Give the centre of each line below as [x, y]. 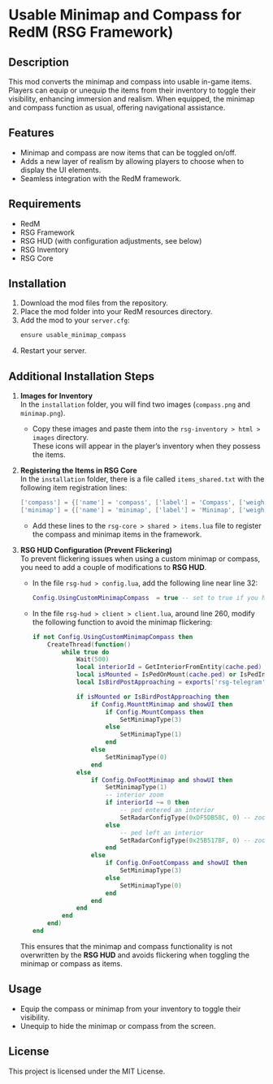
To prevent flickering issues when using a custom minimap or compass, [140, 559]
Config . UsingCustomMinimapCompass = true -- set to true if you [145, 598]
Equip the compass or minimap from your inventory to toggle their [130, 1008]
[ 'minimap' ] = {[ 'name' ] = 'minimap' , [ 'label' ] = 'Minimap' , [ [131, 510]
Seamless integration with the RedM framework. [101, 178]
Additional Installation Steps [81, 376]
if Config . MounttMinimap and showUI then [162, 704]
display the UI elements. [61, 170]
